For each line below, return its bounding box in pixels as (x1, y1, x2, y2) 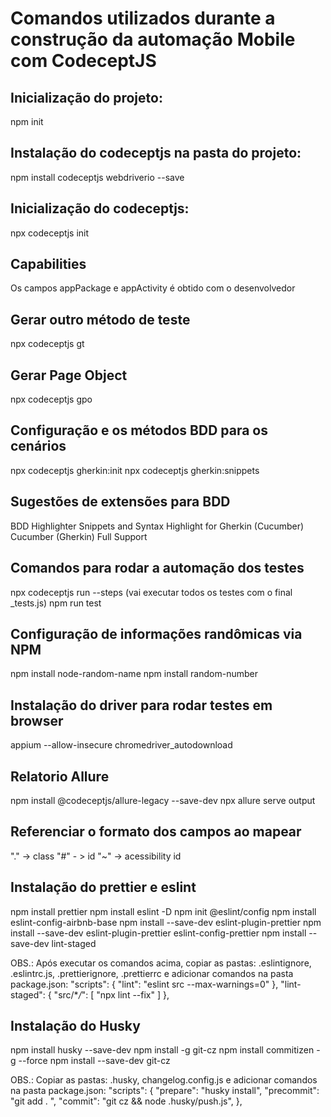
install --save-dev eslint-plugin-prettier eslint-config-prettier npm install (10, 927, 307, 939)
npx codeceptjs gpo (10, 393, 93, 406)
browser (10, 712, 64, 729)
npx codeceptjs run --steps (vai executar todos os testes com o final (10, 586, 293, 598)
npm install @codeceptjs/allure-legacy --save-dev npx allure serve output (10, 794, 316, 806)
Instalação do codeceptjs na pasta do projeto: (10, 145, 302, 162)
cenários (10, 438, 67, 455)
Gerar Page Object (10, 367, 128, 384)
